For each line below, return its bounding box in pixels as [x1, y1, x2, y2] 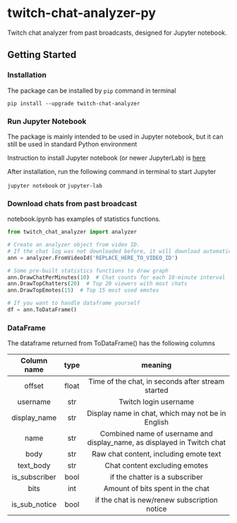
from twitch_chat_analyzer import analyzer [7, 229, 138, 236]
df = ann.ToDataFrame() [7, 306, 78, 314]
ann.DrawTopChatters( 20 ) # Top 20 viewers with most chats [7, 280, 188, 287]
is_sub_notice [11, 500, 57, 510]
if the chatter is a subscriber [109, 472, 203, 482]
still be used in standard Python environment [7, 139, 138, 148]
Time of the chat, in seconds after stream [87, 377, 225, 386]
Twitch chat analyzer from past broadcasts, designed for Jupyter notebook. [7, 28, 227, 37]
